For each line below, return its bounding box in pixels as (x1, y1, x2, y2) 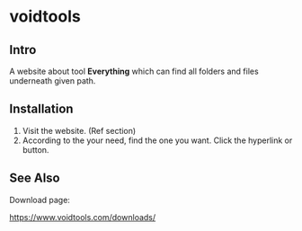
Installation (9, 102, 74, 117)
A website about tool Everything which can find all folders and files (9, 66, 259, 76)
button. (22, 144, 49, 155)
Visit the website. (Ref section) (22, 125, 137, 136)
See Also (9, 171, 60, 186)
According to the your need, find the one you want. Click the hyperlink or (22, 135, 293, 146)
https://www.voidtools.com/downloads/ (9, 211, 156, 222)
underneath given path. (9, 76, 96, 86)
